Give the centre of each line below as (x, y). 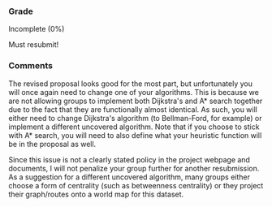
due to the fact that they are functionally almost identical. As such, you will (133, 109)
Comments (30, 66)
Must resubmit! (34, 45)
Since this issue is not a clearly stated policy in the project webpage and (129, 159)
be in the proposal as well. (52, 144)
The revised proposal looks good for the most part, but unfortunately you (131, 84)
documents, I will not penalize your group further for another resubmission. (134, 168)
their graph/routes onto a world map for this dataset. (96, 194)
